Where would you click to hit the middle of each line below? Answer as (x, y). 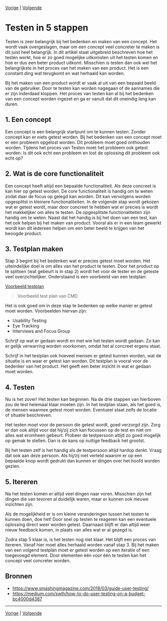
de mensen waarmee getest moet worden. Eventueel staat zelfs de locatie (81, 410)
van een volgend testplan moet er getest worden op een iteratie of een (78, 550)
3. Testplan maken (34, 249)
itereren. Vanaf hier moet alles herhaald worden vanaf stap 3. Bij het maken (82, 545)
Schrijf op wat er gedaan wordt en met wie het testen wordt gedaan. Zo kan (83, 341)
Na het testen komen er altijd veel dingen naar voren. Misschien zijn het (78, 494)
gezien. (13, 466)
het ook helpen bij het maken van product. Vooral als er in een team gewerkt (83, 223)
